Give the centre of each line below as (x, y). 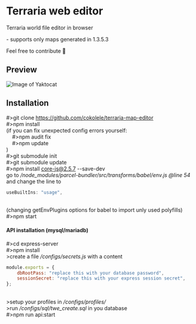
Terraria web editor (55, 11)
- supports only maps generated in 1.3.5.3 (57, 39)
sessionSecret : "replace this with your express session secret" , (101, 278)
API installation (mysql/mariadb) (47, 230)
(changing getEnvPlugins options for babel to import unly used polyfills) (94, 210)
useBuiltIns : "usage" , (34, 192)
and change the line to (34, 181)
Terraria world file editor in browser (50, 28)
